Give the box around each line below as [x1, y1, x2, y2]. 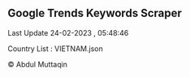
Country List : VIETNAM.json [7, 44, 103, 53]
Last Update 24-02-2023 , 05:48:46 [7, 28, 129, 37]
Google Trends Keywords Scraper [7, 6, 182, 20]
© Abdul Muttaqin [7, 59, 68, 69]
